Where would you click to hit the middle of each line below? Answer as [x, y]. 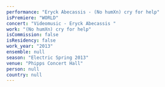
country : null [24, 75]
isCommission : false [33, 35]
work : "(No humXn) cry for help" [49, 29]
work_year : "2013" [30, 47]
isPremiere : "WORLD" [33, 18]
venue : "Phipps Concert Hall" [45, 63]
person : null [23, 69]
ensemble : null [26, 52]
